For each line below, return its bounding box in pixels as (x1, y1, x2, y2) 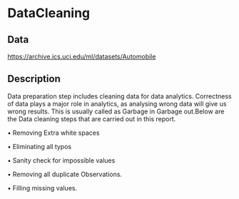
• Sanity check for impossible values (7, 155, 116, 165)
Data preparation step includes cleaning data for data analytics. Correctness (7, 91, 232, 101)
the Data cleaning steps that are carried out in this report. (7, 114, 176, 123)
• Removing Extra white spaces (7, 128, 100, 137)
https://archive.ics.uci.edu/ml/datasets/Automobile (7, 52, 156, 61)
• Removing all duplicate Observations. (7, 170, 123, 178)
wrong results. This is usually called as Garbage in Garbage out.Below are (7, 107, 225, 116)
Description (7, 73, 61, 85)
